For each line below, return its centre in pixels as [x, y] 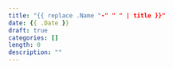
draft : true [28, 30]
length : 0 [25, 45]
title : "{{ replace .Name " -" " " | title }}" [87, 15]
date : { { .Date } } [39, 23]
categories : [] [33, 38]
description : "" [35, 52]
